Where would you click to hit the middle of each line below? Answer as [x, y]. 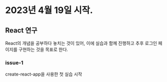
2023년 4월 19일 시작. [49, 10]
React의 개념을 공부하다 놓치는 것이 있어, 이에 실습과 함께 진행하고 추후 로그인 [81, 43]
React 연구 [21, 30]
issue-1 [14, 62]
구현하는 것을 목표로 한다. [43, 49]
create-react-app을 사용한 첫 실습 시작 [44, 74]
